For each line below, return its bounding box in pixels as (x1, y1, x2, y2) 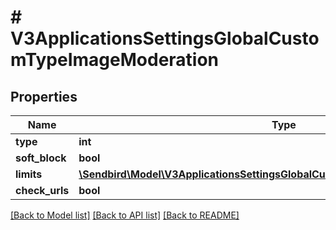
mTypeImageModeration (10, 49, 220, 71)
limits (15, 167, 43, 181)
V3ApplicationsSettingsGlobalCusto (10, 27, 320, 50)
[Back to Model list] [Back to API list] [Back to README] (10, 209, 240, 221)
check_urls (15, 184, 70, 197)
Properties (10, 88, 78, 105)
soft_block (15, 151, 67, 165)
